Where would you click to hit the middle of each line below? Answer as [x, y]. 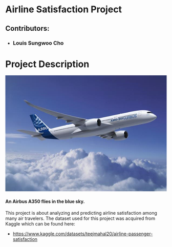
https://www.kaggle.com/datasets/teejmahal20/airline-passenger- [83, 234]
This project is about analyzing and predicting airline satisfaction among [81, 213]
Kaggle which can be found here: [40, 223]
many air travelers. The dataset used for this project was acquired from [80, 218]
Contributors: [27, 28]
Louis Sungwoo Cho [38, 43]
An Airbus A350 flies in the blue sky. [45, 201]
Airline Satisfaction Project [63, 9]
